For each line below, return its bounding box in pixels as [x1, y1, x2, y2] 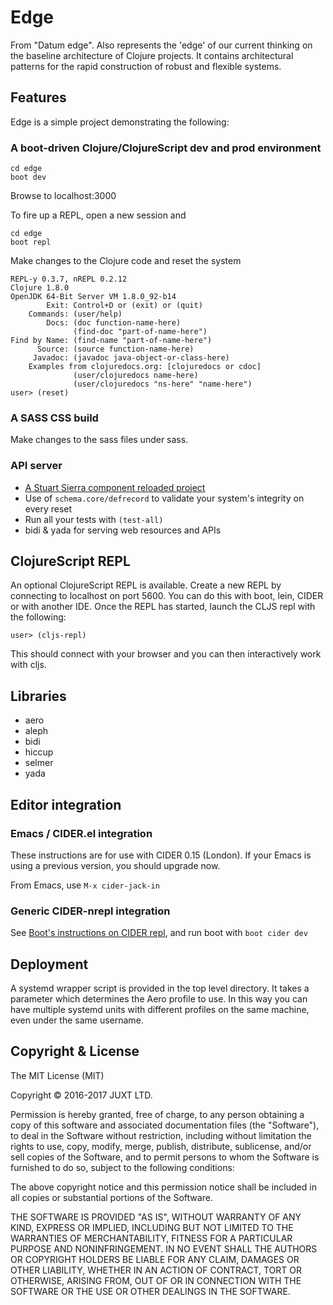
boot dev [10, 172, 47, 183]
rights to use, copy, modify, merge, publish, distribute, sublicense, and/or [10, 1140, 312, 1152]
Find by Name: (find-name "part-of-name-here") [10, 336, 213, 346]
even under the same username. [10, 1014, 144, 1026]
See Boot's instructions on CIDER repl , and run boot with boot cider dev [10, 927, 308, 939]
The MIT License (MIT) [10, 1069, 105, 1081]
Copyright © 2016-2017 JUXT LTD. [10, 1089, 153, 1101]
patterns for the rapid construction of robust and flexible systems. [10, 60, 282, 72]
